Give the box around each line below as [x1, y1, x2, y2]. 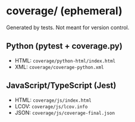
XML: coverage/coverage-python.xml [14, 63, 104, 70]
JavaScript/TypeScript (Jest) [6, 80, 117, 90]
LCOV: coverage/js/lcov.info [14, 102, 88, 110]
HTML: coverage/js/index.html [14, 96, 92, 104]
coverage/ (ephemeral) [6, 4, 123, 18]
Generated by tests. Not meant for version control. [6, 24, 130, 31]
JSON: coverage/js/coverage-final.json [14, 109, 115, 116]
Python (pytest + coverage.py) [6, 41, 123, 51]
